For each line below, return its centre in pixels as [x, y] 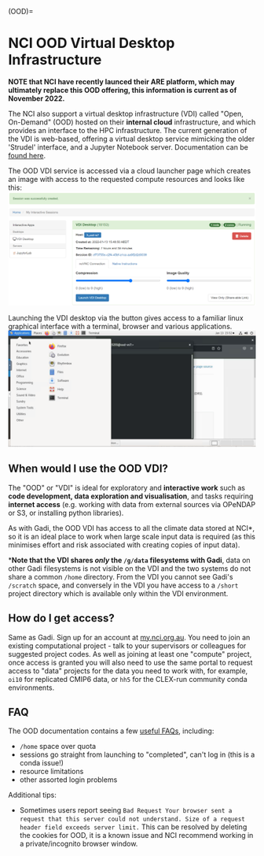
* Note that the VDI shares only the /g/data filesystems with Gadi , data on [129, 560]
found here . [27, 155]
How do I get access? [62, 619]
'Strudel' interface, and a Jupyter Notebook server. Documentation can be [128, 147]
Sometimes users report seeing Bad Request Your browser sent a [126, 810]
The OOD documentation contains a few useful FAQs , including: [111, 731]
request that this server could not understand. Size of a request [132, 819]
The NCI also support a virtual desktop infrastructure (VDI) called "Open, [126, 113]
